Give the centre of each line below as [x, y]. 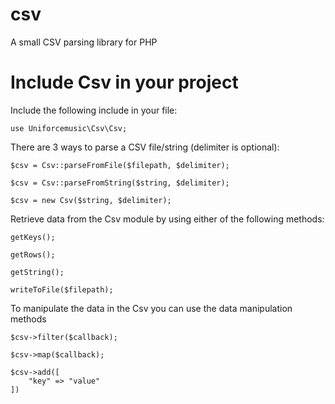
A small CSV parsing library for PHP [84, 42]
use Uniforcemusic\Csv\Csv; [69, 128]
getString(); [37, 272]
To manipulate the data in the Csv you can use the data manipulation [151, 308]
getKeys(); [33, 237]
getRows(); [33, 254]
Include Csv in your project [124, 82]
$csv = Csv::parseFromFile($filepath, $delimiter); [120, 165]
